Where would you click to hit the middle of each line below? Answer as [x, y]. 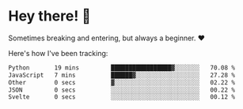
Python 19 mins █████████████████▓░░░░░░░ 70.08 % [122, 68]
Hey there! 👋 [49, 16]
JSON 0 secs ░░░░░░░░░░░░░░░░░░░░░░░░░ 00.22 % [122, 90]
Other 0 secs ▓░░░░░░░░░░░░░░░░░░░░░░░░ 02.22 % [122, 82]
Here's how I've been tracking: [58, 53]
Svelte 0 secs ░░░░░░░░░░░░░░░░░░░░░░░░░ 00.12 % [122, 97]
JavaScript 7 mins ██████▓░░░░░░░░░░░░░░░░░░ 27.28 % [122, 75]
